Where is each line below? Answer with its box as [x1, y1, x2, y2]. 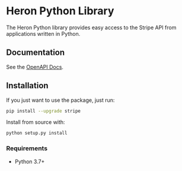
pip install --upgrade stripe [6, 108, 81, 114]
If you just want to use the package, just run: [6, 97, 115, 104]
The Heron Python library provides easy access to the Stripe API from [6, 24, 177, 31]
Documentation [6, 48, 65, 58]
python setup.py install [6, 130, 68, 136]
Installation [6, 80, 49, 91]
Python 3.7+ [14, 158, 45, 165]
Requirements [6, 144, 48, 153]
